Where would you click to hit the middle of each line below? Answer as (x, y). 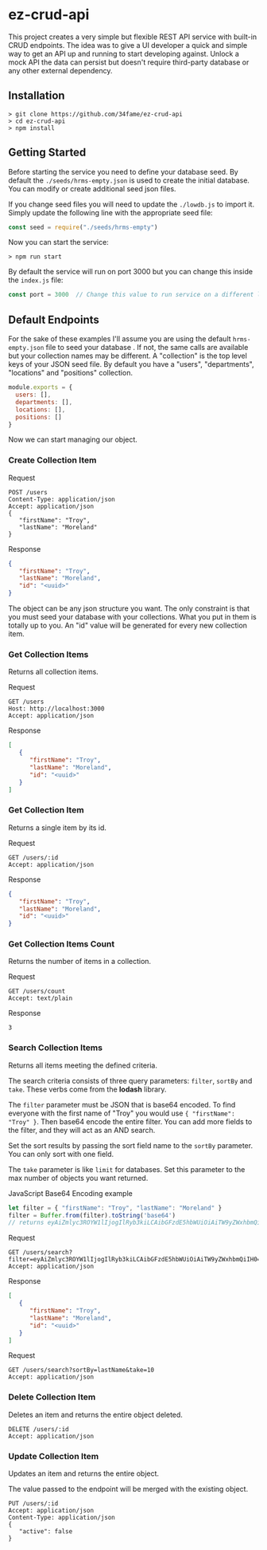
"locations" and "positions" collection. (71, 373)
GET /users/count (37, 991)
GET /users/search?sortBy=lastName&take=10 (81, 1370)
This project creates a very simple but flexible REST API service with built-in (132, 37)
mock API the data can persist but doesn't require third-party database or (129, 62)
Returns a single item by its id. (58, 828)
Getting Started (47, 153)
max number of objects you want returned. (78, 1178)
